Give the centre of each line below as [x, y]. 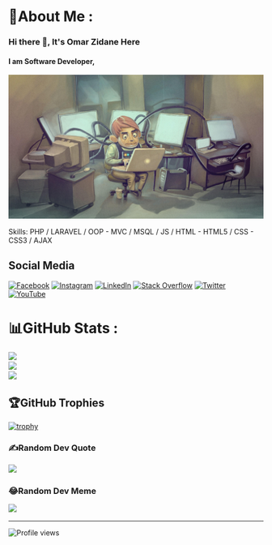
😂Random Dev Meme [53, 491]
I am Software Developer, [52, 61]
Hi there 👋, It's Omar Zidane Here [74, 42]
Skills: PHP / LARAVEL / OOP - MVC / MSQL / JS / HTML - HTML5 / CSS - [131, 231]
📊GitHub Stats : [64, 328]
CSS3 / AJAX [30, 240]
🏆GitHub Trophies [57, 403]
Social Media [42, 266]
